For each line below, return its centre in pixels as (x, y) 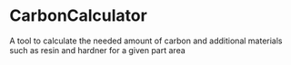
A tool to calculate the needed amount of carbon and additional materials (146, 41)
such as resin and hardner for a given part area (98, 50)
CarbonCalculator (78, 16)
